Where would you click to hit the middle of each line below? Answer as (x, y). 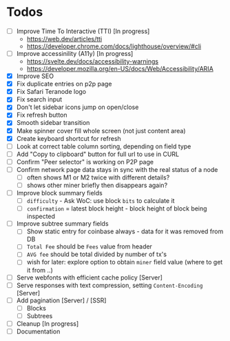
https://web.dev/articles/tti (64, 39)
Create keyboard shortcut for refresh (69, 138)
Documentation (38, 331)
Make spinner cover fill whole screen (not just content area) (101, 130)
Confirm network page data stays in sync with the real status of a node (117, 169)
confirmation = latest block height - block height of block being (117, 208)
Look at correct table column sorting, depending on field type (104, 146)
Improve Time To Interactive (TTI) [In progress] (83, 31)
